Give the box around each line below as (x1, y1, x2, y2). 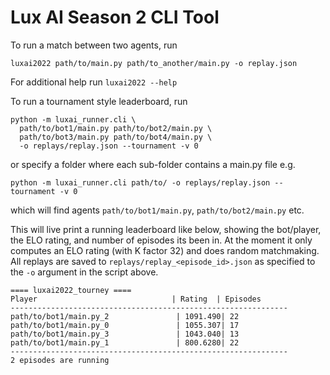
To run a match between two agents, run (10, 39, 178, 51)
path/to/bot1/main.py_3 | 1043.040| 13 (10, 329, 240, 339)
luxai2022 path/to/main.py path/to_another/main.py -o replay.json (10, 58, 298, 68)
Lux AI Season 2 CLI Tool (10, 6, 220, 29)
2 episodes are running (10, 355, 110, 365)
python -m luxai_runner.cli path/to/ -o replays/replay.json (10, 177, 271, 188)
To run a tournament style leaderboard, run (10, 95, 188, 107)
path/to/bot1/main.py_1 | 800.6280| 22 (10, 337, 240, 348)
